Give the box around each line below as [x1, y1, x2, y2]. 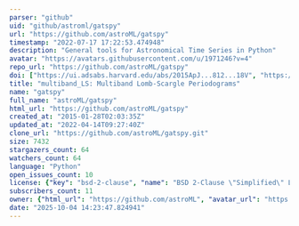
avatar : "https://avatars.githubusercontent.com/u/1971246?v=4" [9, 54, 253, 63]
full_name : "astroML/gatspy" [9, 95, 117, 105]
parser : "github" [9, 12, 74, 22]
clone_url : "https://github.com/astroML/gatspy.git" [9, 129, 209, 138]
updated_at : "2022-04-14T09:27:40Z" [9, 121, 145, 130]
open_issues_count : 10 [9, 170, 93, 179]
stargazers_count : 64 [9, 145, 90, 154]
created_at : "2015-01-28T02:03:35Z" [9, 112, 145, 121]
